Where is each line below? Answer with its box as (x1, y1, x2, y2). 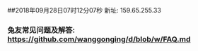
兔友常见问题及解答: (7, 25, 76, 35)
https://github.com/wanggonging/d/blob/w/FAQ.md (7, 34, 191, 44)
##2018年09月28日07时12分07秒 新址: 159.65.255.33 (7, 6, 161, 14)
